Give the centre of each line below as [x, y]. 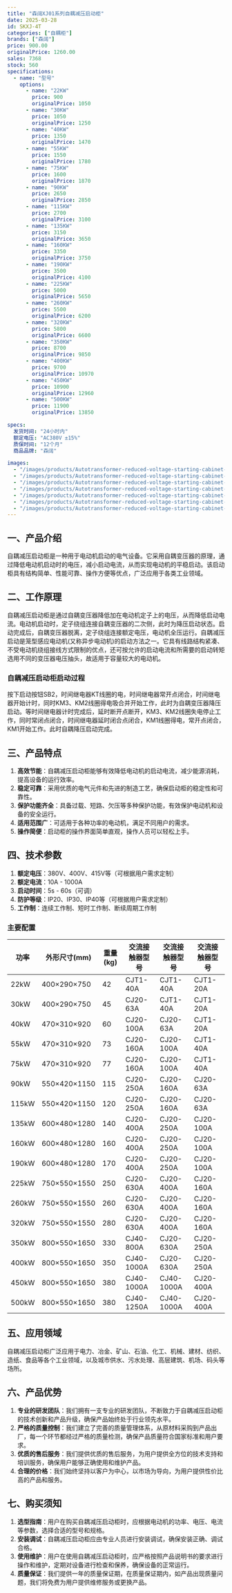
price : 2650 [49, 194]
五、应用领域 [35, 1333]
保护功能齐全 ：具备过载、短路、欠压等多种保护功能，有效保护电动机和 [117, 805]
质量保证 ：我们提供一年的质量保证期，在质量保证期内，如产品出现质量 [117, 1573]
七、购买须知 [35, 1503]
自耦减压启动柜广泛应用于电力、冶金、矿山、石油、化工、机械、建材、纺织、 [116, 1351]
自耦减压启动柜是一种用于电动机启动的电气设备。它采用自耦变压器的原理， [113, 556]
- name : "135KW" [49, 226]
